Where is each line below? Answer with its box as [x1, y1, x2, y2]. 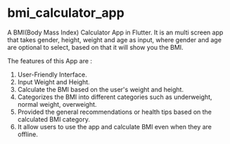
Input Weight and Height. [17, 77, 90, 86]
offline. [17, 130, 39, 138]
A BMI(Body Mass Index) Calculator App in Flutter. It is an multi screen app [7, 28, 224, 37]
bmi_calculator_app [7, 5, 124, 21]
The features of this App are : [7, 56, 93, 65]
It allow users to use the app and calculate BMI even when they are [17, 122, 212, 131]
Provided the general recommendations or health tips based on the [17, 107, 212, 116]
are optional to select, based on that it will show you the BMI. [7, 43, 184, 51]
